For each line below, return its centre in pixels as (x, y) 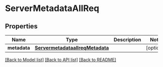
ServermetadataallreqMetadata (72, 48)
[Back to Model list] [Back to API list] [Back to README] (61, 60)
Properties (21, 26)
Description (128, 40)
